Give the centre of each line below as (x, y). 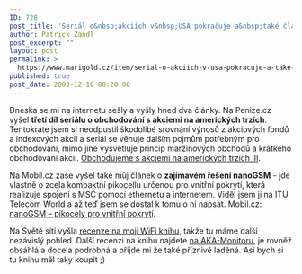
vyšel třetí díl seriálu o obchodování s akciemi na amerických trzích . (138, 119)
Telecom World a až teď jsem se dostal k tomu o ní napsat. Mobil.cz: (136, 204)
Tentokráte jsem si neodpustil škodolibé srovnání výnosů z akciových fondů (149, 129)
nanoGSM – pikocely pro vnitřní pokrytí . (83, 213)
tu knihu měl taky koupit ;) (58, 259)
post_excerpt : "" (42, 43)
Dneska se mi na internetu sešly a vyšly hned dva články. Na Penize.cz (141, 110)
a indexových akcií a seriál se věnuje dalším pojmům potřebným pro (134, 138)
